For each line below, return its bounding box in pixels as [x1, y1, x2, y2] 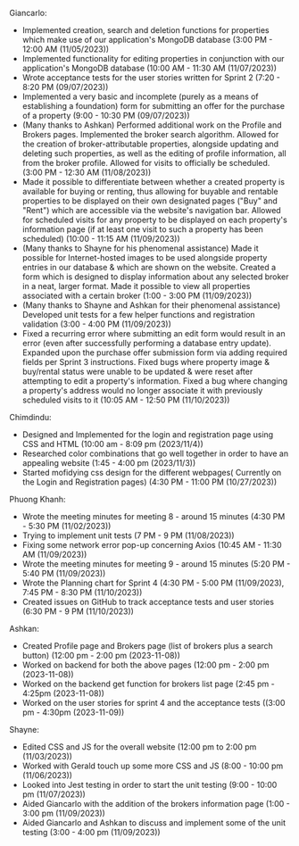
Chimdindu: [9, 412, 52, 422]
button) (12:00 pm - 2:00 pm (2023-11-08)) [21, 651, 181, 660]
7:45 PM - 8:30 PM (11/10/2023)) [21, 587, 143, 597]
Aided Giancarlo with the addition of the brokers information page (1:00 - [21, 799, 290, 809]
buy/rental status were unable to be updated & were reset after [21, 366, 253, 377]
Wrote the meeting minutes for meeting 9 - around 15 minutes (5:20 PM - [21, 559, 291, 569]
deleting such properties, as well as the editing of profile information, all [21, 148, 287, 159]
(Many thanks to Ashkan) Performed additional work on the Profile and [21, 120, 282, 130]
